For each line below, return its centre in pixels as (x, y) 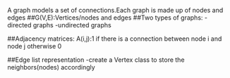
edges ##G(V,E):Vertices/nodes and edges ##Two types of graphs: (105, 18)
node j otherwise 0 (35, 46)
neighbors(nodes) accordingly (51, 67)
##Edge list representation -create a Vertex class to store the (96, 60)
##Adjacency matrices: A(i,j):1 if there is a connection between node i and (115, 39)
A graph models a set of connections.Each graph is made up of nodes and (115, 10)
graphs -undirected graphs (72, 25)
